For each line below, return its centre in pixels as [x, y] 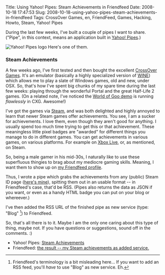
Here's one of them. [68, 47]
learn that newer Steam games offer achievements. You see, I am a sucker [81, 116]
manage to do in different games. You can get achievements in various [77, 137]
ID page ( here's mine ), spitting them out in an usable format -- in [71, 182]
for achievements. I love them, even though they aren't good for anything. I [81, 122]
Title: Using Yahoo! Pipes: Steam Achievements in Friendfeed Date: [73, 7]
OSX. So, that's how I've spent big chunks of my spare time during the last [81, 86]
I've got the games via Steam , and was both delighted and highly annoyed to [83, 111]
